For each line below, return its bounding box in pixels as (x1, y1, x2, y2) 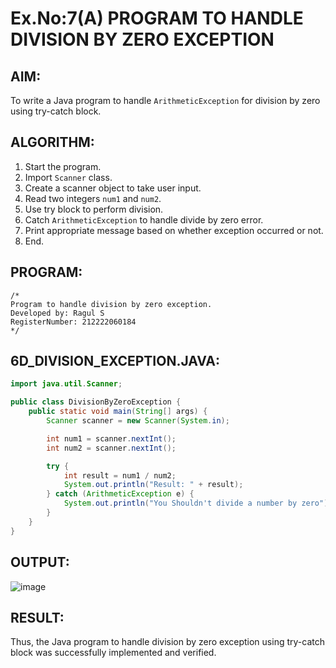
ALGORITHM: (10, 134, 95, 151)
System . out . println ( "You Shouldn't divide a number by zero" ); (63, 498, 333, 509)
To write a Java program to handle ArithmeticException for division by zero (10, 95, 321, 106)
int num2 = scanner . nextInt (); (46, 443, 177, 453)
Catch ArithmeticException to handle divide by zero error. (24, 213, 264, 226)
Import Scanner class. (24, 171, 113, 183)
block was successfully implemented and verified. (10, 647, 217, 659)
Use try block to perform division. (24, 203, 164, 215)
